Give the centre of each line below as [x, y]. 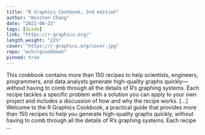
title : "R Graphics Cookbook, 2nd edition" [63, 12]
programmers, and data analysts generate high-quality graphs [85, 81]
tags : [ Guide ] [24, 29]
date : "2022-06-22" [31, 23]
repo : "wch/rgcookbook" [37, 52]
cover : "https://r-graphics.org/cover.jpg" [63, 46]
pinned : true [23, 57]
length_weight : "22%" [34, 40]
